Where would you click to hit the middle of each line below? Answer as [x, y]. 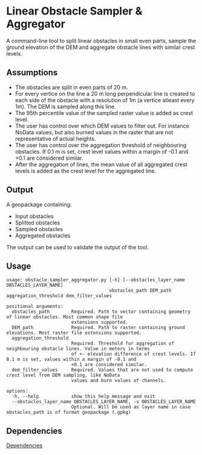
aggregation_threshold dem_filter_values [59, 296]
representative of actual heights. [55, 139]
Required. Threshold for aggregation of [122, 344]
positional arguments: [35, 307]
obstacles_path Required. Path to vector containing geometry [101, 312]
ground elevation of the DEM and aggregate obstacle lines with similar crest [101, 47]
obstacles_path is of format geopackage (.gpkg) [69, 413]
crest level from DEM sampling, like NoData [63, 375]
